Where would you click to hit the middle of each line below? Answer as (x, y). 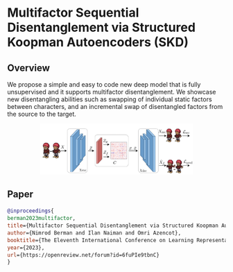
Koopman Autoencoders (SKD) (98, 42)
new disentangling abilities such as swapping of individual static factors (110, 99)
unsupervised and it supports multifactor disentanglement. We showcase (112, 92)
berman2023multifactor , (42, 219)
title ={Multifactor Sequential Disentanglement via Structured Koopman (113, 226)
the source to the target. (42, 114)
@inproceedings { (31, 211)
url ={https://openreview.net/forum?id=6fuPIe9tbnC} (83, 255)
